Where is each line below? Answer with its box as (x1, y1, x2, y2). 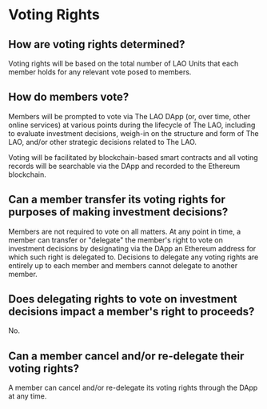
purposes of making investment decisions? (8, 206, 229, 219)
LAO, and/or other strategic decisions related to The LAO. (8, 137, 197, 146)
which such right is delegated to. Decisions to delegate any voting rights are (8, 252, 259, 262)
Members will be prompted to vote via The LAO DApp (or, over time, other (8, 111, 251, 121)
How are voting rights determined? (8, 38, 185, 51)
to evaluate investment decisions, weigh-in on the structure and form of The (8, 128, 259, 138)
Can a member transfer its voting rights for (8, 193, 226, 207)
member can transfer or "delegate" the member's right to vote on (8, 235, 224, 245)
